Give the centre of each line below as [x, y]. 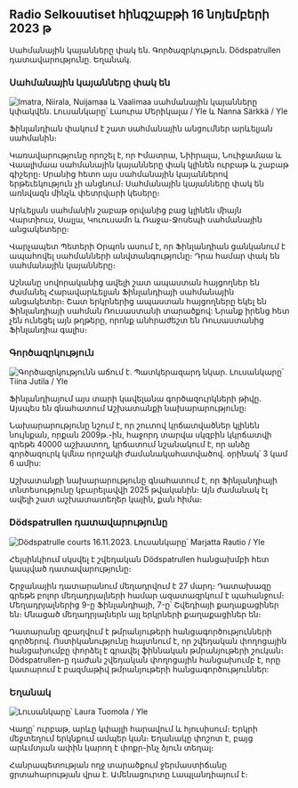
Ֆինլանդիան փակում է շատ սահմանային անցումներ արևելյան [141, 129]
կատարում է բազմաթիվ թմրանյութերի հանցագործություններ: [139, 669]
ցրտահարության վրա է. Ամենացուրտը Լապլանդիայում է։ [129, 774]
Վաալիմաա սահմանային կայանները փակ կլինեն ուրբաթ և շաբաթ [149, 165]
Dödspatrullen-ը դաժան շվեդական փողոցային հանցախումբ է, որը [145, 659]
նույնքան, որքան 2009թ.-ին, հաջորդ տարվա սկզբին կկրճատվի [141, 435]
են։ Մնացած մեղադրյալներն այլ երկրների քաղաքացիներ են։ [135, 614]
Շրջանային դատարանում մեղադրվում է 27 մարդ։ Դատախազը [140, 585]
